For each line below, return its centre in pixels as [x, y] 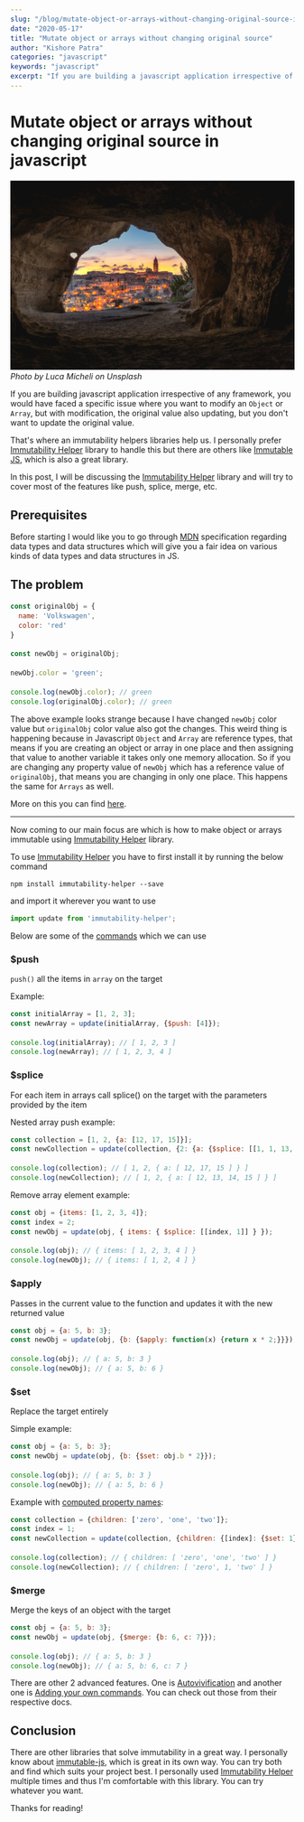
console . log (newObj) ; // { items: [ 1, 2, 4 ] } [103, 1260]
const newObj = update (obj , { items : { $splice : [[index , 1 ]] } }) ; [142, 1232]
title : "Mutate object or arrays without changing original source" [142, 38]
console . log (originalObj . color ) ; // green [91, 701]
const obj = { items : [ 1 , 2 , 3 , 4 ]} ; [79, 1212]
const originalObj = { [53, 607]
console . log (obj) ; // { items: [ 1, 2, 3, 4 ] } [103, 1251]
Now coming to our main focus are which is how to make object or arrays [146, 829]
